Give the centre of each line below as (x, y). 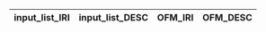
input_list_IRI (42, 17)
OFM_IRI (175, 17)
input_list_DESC (114, 17)
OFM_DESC (227, 17)
